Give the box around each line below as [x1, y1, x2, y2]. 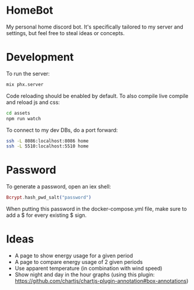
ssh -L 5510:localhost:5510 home [6, 143, 89, 149]
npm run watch [6, 115, 42, 122]
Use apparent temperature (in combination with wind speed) [14, 265, 163, 272]
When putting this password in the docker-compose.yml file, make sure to [6, 206, 187, 213]
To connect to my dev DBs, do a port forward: [6, 126, 118, 134]
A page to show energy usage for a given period [14, 252, 133, 259]
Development [6, 51, 74, 64]
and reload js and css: [6, 99, 61, 106]
